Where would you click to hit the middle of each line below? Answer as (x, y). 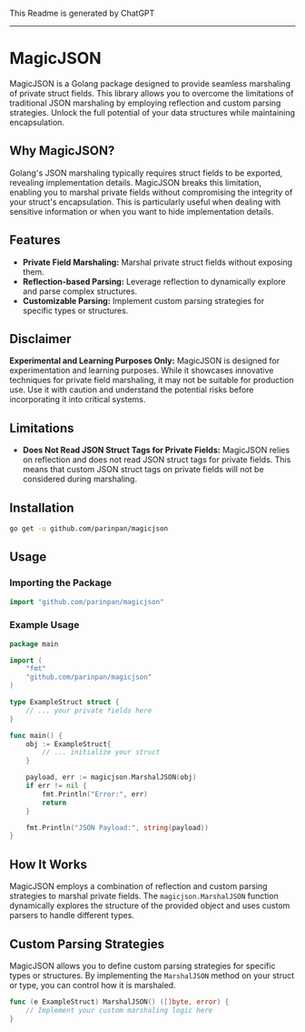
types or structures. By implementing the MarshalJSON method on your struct (152, 975)
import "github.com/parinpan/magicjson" (87, 602)
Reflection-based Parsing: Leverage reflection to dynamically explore (154, 281)
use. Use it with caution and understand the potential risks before (132, 390)
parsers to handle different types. (72, 916)
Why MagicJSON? (62, 151)
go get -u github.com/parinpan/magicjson (89, 529)
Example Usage (44, 625)
